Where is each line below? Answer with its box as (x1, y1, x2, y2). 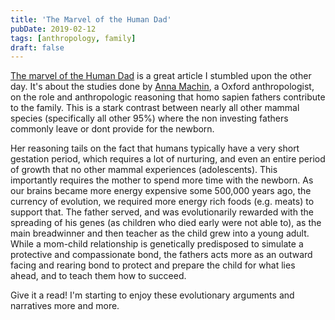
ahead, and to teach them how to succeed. (10, 270, 187, 282)
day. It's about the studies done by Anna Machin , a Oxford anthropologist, (10, 81, 315, 93)
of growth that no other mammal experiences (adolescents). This (10, 164, 278, 176)
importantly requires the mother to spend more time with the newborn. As (10, 174, 314, 186)
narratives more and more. (10, 300, 120, 312)
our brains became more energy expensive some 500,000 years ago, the (10, 185, 312, 197)
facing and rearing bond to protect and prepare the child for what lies (10, 259, 296, 271)
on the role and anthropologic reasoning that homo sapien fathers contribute (10, 91, 326, 103)
